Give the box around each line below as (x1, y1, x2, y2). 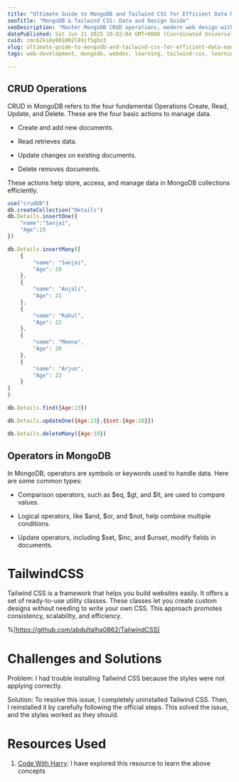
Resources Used (7, 736, 107, 752)
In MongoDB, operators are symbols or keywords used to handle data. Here (7, 468, 229, 478)
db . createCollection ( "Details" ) (7, 206, 103, 214)
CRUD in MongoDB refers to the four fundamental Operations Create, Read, (7, 101, 229, 110)
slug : (7, 43, 23, 51)
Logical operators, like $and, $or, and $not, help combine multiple (17, 511, 211, 520)
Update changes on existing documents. (17, 150, 137, 159)
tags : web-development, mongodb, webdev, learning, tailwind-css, (7, 51, 208, 58)
